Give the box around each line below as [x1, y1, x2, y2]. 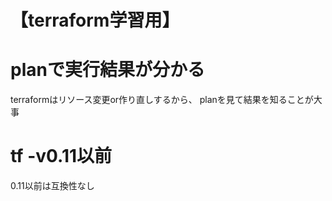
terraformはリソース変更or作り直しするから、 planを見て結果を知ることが [10, 94, 314, 106]
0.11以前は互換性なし [10, 180, 95, 192]
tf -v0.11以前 [10, 145, 113, 168]
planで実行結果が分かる [10, 59, 205, 81]
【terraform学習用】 [10, 9, 180, 32]
